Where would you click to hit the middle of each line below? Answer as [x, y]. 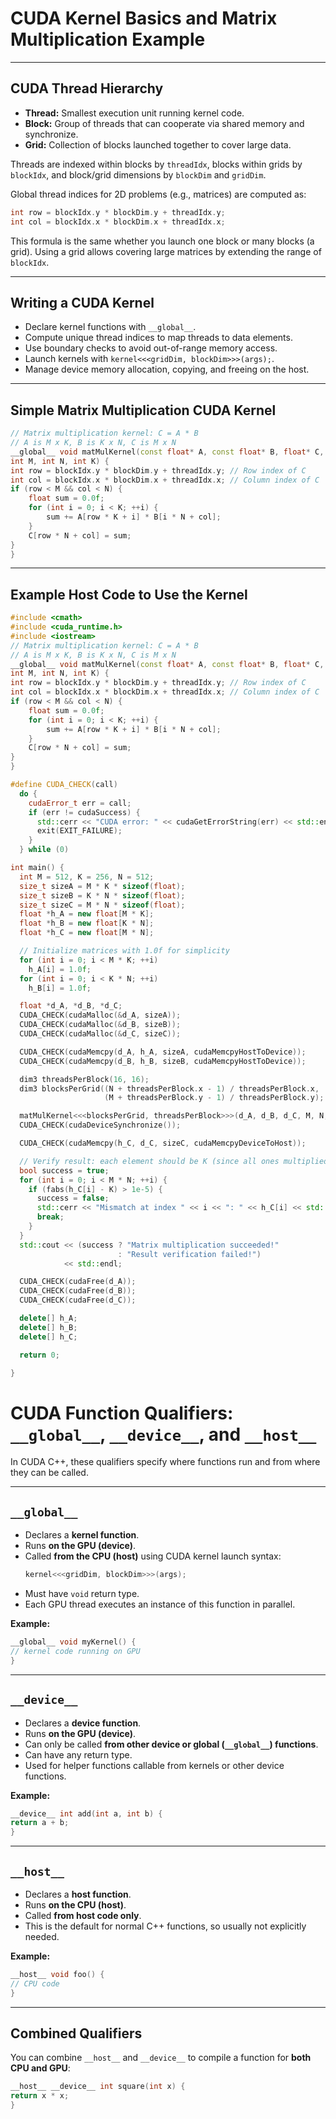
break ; [50, 1217]
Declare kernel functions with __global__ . [110, 327]
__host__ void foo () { [57, 1974]
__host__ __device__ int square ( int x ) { [98, 2087]
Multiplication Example [108, 39]
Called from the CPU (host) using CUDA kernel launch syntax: [153, 1556]
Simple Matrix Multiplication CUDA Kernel [143, 410]
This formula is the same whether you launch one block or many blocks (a [162, 241]
